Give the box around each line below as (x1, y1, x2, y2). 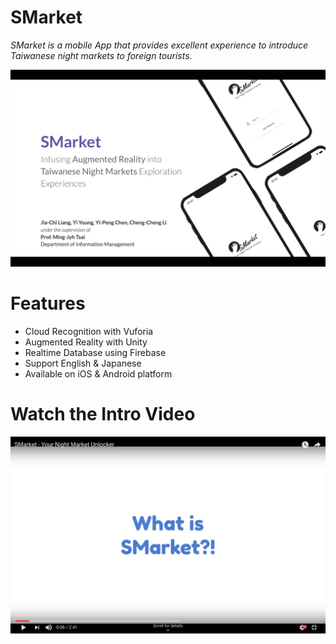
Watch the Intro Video (10, 403, 196, 426)
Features (10, 292, 86, 315)
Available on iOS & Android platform (24, 367, 173, 380)
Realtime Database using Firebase (24, 346, 167, 358)
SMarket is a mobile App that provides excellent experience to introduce (10, 39, 309, 51)
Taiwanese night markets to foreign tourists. (10, 49, 193, 61)
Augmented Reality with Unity (24, 336, 148, 348)
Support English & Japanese (24, 357, 142, 369)
